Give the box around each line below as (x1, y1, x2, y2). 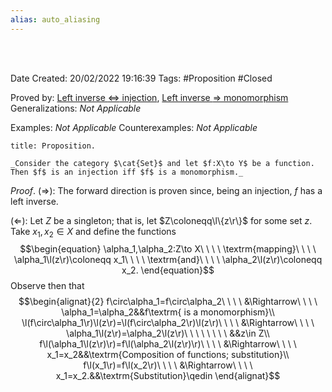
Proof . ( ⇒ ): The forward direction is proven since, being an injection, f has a (10, 184, 323, 196)
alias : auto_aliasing (10, 14, 101, 25)
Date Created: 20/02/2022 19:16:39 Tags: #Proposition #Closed (10, 72, 273, 84)
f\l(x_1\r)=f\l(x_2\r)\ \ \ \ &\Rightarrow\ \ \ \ (83, 359, 253, 371)
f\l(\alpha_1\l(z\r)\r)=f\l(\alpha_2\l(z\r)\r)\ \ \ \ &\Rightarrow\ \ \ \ (39, 338, 297, 350)
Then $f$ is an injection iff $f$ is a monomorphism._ (10, 167, 244, 177)
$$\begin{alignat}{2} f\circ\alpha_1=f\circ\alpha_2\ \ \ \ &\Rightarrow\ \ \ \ (18, 296, 318, 308)
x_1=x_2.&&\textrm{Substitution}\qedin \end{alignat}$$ (55, 370, 281, 382)
